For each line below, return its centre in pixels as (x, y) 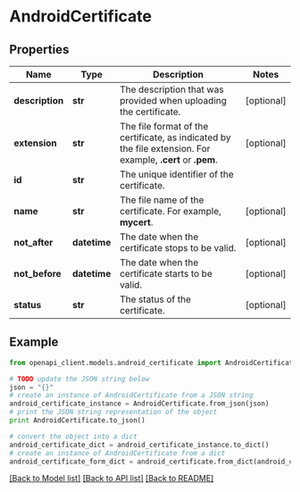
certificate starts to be (166, 274)
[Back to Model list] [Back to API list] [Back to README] (112, 479)
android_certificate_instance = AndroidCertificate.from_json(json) (139, 404)
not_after (33, 242)
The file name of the (162, 200)
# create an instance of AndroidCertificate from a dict (117, 453)
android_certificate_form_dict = (71, 462)
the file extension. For (165, 149)
